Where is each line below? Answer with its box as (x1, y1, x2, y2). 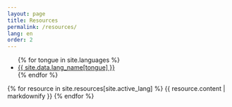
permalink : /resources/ (7, 23, 78, 30)
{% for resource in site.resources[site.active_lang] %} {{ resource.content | (7, 84, 226, 93)
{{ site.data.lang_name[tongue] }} (17, 63, 115, 72)
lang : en (7, 30, 33, 37)
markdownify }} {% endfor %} (7, 92, 94, 101)
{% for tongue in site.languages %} (17, 56, 120, 64)
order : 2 (7, 37, 33, 44)
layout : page (7, 10, 46, 18)
